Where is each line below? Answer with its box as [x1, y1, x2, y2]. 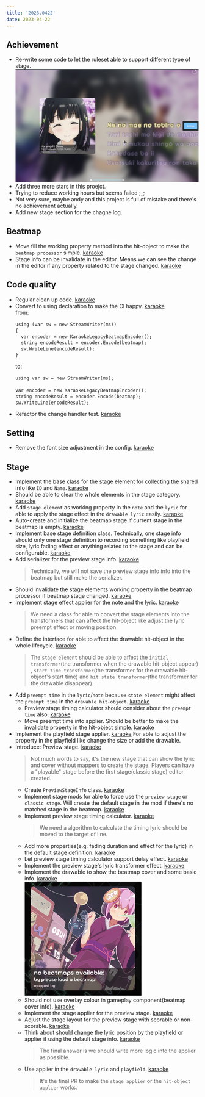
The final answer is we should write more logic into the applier [39, 1047, 196, 1055]
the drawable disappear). [30, 680, 94, 687]
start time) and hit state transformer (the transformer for [52, 673, 198, 680]
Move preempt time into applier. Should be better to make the [24, 718, 179, 725]
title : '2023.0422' [6, 10, 56, 16]
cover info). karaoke [24, 1003, 75, 1010]
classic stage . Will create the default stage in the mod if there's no [24, 799, 194, 807]
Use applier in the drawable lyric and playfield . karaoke [24, 1065, 169, 1073]
